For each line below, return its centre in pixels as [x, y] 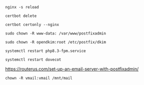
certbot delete [21, 16]
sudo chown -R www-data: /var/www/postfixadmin [56, 33]
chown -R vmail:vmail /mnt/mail [39, 78]
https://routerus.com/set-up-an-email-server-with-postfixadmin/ [72, 69]
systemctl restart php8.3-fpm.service [45, 51]
